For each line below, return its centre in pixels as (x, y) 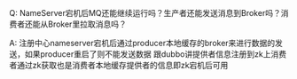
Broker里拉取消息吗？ (87, 24)
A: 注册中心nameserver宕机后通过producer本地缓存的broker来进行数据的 (142, 43)
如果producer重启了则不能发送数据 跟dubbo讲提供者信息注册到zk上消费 (156, 54)
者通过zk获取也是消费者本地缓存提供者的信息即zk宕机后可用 (119, 65)
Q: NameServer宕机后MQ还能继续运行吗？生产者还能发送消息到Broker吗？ (145, 13)
